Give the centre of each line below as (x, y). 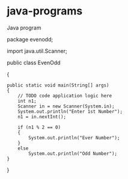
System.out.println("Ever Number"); (74, 138)
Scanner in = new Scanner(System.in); (66, 106)
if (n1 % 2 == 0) (39, 127)
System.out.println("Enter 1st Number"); (70, 111)
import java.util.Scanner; (37, 51)
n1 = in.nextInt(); (42, 117)
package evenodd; (30, 39)
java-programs (45, 11)
